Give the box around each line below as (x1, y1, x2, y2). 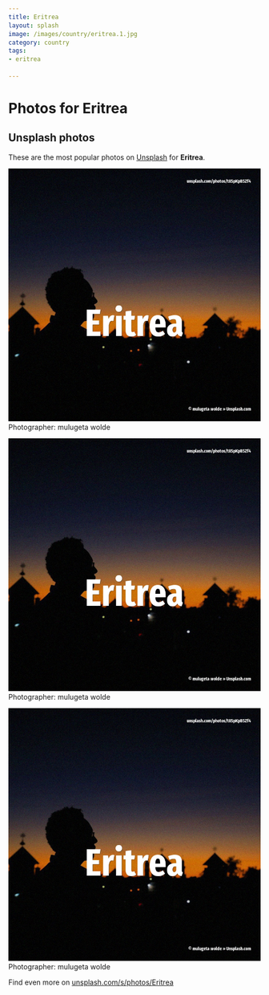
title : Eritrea (8, 13, 59, 21)
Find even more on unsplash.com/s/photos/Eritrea (8, 977, 174, 987)
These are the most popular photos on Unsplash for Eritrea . (8, 152, 206, 162)
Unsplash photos (8, 131, 95, 144)
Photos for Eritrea (8, 99, 128, 118)
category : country (8, 39, 70, 47)
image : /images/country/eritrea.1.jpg (8, 30, 138, 38)
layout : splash (8, 21, 59, 30)
